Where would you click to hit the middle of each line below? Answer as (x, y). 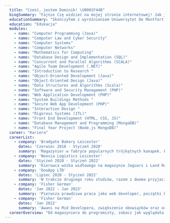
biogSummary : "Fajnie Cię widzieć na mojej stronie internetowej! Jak (86, 15)
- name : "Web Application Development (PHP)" (63, 95)
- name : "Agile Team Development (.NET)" (58, 66)
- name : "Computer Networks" (45, 48)
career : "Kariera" (29, 132)
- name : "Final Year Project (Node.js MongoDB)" (66, 128)
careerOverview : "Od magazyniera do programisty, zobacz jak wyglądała (87, 213)
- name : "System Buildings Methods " (54, 99)
